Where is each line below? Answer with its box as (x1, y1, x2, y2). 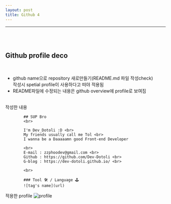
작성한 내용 (5, 104, 27, 110)
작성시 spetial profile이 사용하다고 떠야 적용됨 (12, 82, 104, 88)
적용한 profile (5, 193, 33, 199)
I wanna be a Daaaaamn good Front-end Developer (23, 137, 129, 142)
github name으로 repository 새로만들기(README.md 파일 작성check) (12, 75, 154, 82)
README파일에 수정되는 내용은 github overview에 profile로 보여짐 (12, 88, 147, 94)
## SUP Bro (23, 114, 47, 120)
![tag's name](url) (23, 183, 65, 189)
